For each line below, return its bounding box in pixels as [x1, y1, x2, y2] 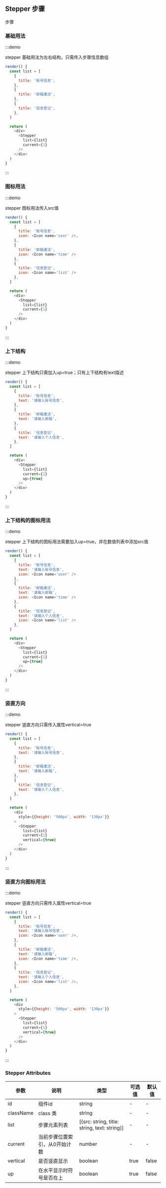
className [7, 1109, 34, 1116]
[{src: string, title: [79, 1118, 119, 1125]
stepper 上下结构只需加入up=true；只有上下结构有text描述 [5, 369, 124, 376]
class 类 [38, 1110, 57, 1117]
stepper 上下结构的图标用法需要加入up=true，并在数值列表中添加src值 [5, 539, 149, 545]
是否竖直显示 [38, 1157, 68, 1164]
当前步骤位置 [38, 1133, 68, 1140]
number [79, 1140, 97, 1147]
